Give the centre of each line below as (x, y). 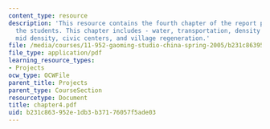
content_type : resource (48, 16)
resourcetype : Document (48, 98)
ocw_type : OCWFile (39, 75)
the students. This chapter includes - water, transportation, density (138, 30)
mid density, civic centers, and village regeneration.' (113, 38)
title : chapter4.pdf (43, 105)
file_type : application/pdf (55, 53)
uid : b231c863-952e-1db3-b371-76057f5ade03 (82, 113)
